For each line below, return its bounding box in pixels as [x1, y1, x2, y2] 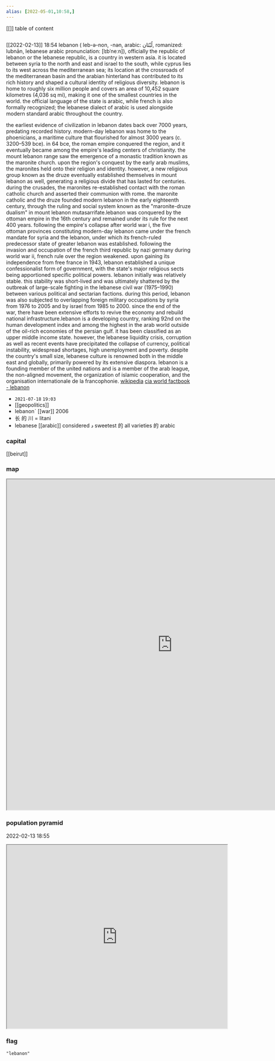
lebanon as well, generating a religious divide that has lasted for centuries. [6, 178, 186, 185]
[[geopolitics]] [14, 401, 49, 409]
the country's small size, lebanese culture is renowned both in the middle [6, 352, 183, 359]
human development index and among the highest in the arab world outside [6, 321, 189, 328]
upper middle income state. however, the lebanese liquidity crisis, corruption [6, 333, 192, 341]
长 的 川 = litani [14, 414, 51, 421]
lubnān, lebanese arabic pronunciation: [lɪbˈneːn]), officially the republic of [6, 48, 185, 55]
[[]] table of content [6, 25, 54, 32]
